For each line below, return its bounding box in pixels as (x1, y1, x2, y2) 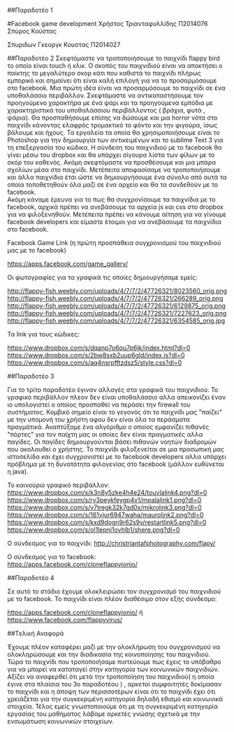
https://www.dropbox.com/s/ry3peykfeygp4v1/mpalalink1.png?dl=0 (7, 496, 202, 504)
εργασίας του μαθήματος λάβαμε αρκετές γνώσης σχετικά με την (7, 710, 200, 718)
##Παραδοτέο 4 (7, 574, 54, 582)
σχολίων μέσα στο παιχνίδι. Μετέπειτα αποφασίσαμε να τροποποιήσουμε (7, 166, 221, 174)
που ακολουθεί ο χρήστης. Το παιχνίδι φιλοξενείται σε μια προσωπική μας (7, 445, 225, 453)
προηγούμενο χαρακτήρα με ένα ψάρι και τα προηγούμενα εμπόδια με (7, 99, 214, 107)
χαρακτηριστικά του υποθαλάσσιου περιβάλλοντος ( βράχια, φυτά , (7, 106, 206, 114)
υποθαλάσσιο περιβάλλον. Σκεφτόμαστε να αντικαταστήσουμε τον (7, 91, 204, 99)
